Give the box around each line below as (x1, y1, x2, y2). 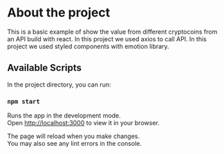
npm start (7, 98, 40, 105)
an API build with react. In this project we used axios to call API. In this (7, 34, 207, 43)
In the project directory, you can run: (7, 80, 111, 89)
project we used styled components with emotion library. (7, 42, 169, 50)
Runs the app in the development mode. (7, 111, 121, 120)
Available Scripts (7, 62, 82, 74)
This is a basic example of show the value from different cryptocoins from (7, 27, 218, 36)
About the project (7, 5, 111, 21)
